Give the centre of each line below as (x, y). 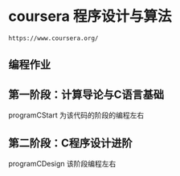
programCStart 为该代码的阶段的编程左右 (76, 115)
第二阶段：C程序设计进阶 (70, 143)
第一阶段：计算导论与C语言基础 (86, 94)
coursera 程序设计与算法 (90, 16)
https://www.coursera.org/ (53, 38)
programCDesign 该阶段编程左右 (62, 163)
